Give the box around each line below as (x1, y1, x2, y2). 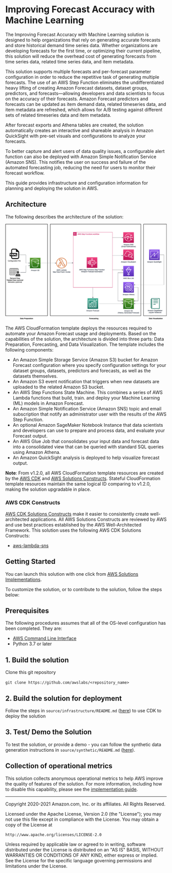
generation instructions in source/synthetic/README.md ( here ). (5, 747, 136, 753)
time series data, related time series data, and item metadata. (5, 58, 135, 64)
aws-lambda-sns (12, 542, 49, 549)
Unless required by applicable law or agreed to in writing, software (5, 841, 146, 847)
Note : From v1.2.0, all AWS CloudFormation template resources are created (5, 470, 164, 476)
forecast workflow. (5, 170, 45, 176)
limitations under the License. (5, 863, 68, 869)
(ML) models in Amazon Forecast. (12, 400, 84, 406)
